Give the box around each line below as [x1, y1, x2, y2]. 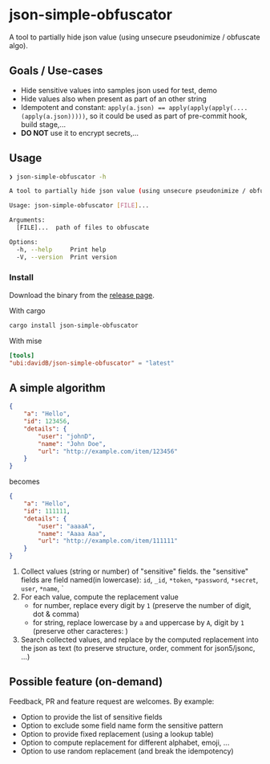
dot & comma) [32, 609, 79, 619]
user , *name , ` [20, 584, 64, 594]
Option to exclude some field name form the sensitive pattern [20, 721, 224, 730]
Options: [9, 238, 38, 246]
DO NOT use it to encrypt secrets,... [20, 128, 139, 137]
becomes [9, 476, 40, 487]
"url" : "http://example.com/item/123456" [38, 447, 179, 456]
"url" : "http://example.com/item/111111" [38, 537, 179, 545]
